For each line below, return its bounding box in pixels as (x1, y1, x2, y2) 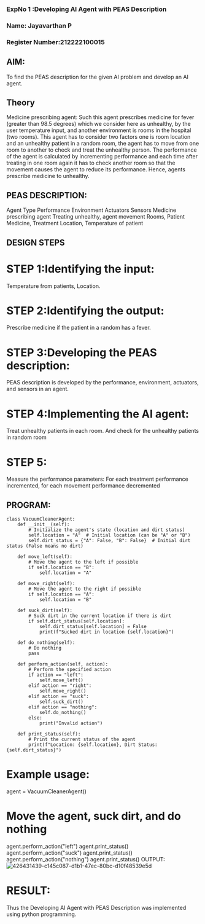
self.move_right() (39, 688, 87, 694)
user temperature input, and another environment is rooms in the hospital (6, 126, 191, 134)
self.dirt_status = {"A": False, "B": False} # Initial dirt (28, 538, 191, 544)
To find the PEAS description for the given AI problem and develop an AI (6, 73, 189, 80)
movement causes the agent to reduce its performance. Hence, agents (6, 166, 186, 173)
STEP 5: (6, 455, 47, 469)
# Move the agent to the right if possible (28, 586, 141, 592)
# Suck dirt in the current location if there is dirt (28, 613, 172, 619)
